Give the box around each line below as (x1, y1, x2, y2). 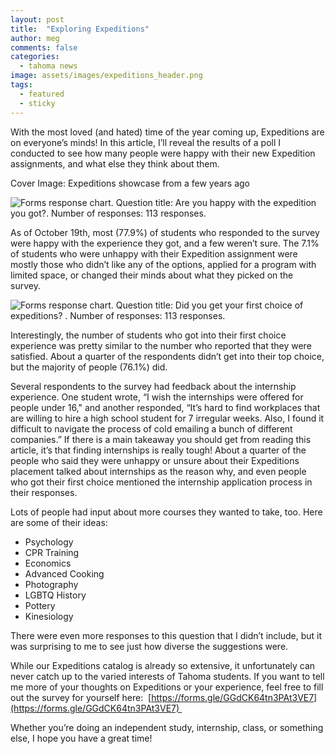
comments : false (10, 42, 78, 53)
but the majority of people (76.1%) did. (10, 361, 168, 373)
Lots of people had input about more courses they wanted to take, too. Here (10, 506, 323, 518)
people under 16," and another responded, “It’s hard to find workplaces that (10, 401, 321, 413)
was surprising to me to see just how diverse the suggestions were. (10, 640, 289, 652)
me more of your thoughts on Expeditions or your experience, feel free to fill (10, 681, 324, 693)
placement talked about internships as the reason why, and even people (10, 465, 307, 477)
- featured (19, 89, 65, 99)
